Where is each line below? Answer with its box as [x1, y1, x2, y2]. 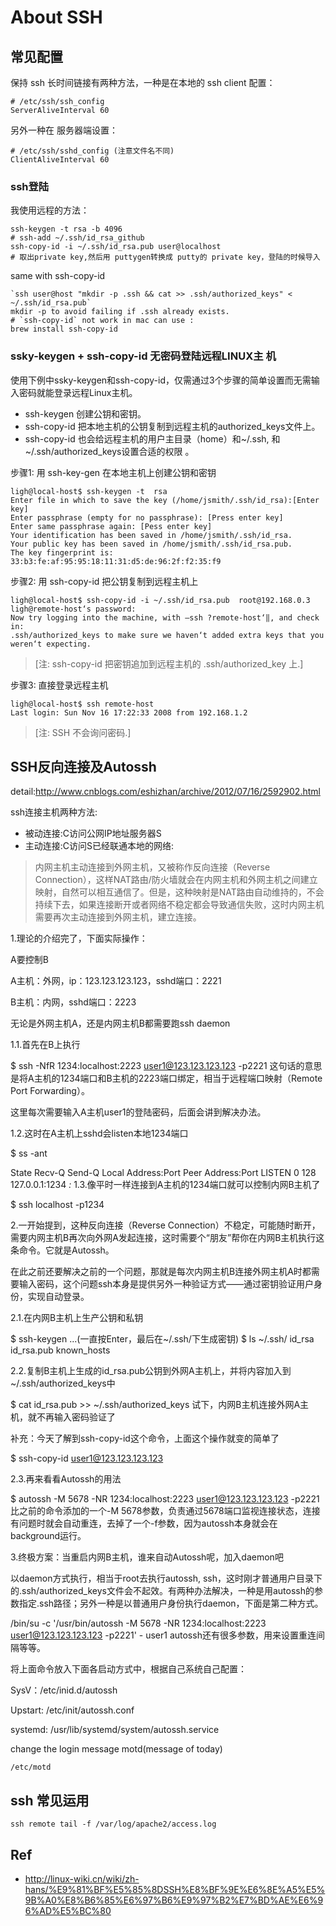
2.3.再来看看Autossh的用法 [10, 1473, 122, 1485]
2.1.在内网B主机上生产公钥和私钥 [10, 1312, 144, 1324]
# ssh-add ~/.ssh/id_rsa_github [10, 233, 145, 243]
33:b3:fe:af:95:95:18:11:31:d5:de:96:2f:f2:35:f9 [10, 556, 222, 566]
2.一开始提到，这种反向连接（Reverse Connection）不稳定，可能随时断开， [10, 1219, 321, 1231]
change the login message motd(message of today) [10, 1743, 223, 1755]
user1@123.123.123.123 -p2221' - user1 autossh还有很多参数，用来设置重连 [10, 1629, 317, 1641]
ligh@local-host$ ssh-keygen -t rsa [10, 486, 168, 496]
